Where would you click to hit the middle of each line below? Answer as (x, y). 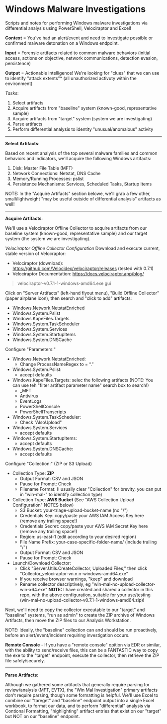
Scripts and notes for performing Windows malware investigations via (77, 23)
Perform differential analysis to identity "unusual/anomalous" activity (83, 129)
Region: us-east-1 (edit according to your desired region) (78, 537)
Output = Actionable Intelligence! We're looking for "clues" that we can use (82, 73)
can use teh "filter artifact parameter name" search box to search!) (81, 385)
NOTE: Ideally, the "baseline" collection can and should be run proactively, (81, 630)
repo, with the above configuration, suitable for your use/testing (85, 595)
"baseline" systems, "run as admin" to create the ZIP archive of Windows (80, 615)
